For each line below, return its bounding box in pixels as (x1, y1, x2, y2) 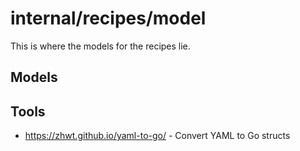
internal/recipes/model (10, 7, 207, 30)
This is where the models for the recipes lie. (10, 40, 191, 52)
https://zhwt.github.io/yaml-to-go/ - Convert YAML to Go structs (24, 130, 291, 142)
